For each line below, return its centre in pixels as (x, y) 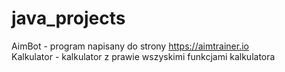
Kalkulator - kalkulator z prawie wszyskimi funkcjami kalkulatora (143, 56)
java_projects (68, 18)
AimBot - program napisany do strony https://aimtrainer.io (130, 46)
